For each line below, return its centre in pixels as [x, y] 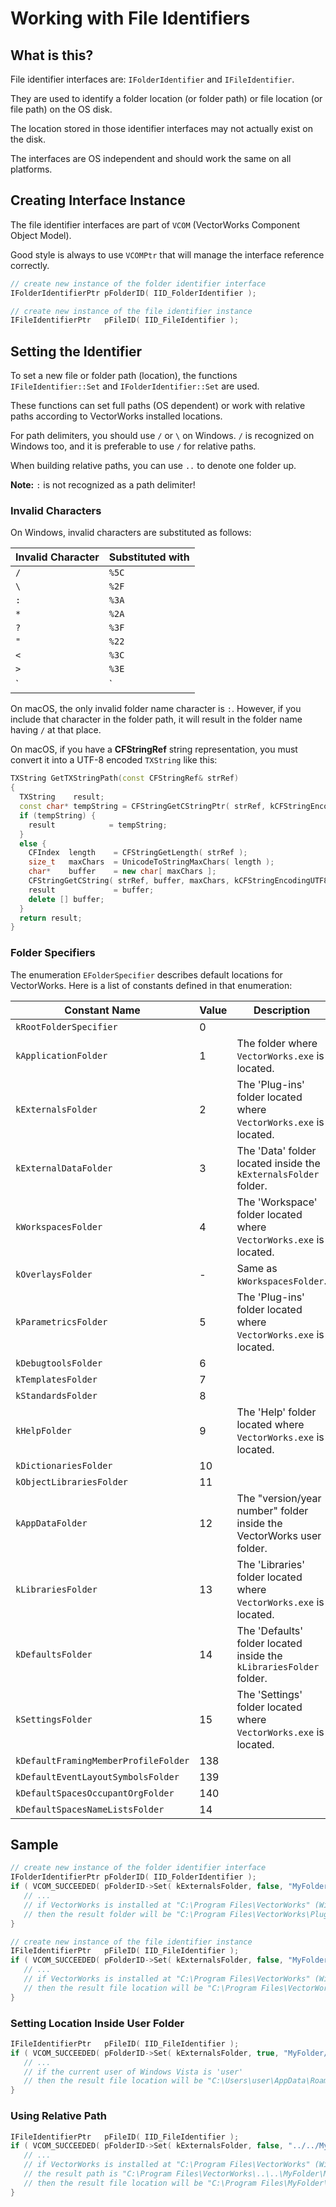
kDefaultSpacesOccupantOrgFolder [95, 1793]
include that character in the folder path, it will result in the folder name [156, 719]
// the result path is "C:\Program [97, 2174]
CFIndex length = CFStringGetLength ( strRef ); [138, 853]
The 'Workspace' [277, 1202]
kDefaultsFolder [54, 1654]
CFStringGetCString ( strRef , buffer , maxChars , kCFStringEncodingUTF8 [178, 881]
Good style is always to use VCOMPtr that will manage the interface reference [167, 254]
